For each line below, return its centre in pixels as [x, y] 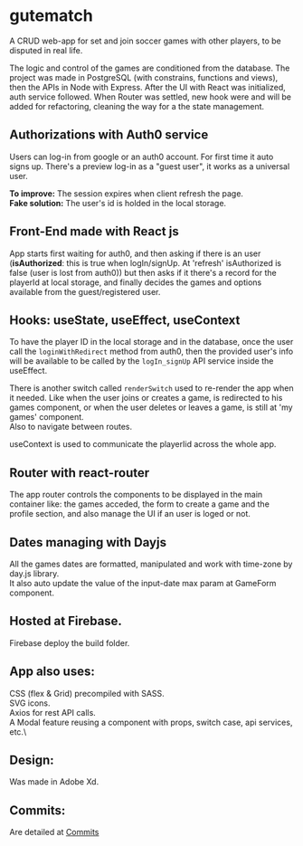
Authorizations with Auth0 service [109, 135]
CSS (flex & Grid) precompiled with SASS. [87, 693]
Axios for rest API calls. [53, 712]
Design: [32, 760]
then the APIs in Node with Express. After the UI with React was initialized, [148, 87]
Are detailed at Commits [54, 832]
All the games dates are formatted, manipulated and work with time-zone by [151, 564]
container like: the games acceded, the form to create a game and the [139, 504]
